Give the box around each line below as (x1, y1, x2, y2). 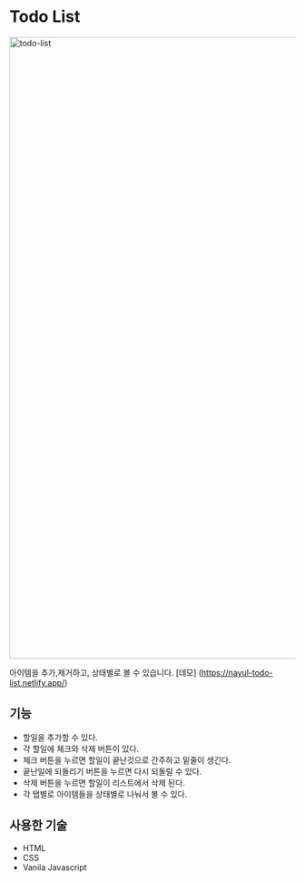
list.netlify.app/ (9, 677, 65, 688)
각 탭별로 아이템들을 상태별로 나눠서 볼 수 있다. (22, 788, 188, 799)
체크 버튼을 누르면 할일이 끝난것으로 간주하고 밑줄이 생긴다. (22, 754, 231, 765)
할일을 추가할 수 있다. (22, 731, 98, 742)
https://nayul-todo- (201, 667, 274, 678)
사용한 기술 (9, 818, 68, 833)
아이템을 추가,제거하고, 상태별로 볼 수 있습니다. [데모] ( (9, 667, 202, 678)
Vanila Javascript (22, 861, 88, 873)
